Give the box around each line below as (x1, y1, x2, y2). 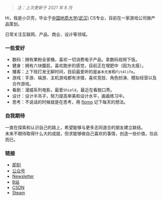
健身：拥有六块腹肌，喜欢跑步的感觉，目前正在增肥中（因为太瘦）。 (12, 63, 147, 68)
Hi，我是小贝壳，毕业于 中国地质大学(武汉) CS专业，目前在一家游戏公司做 (5, 15, 151, 21)
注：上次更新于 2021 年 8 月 (16, 5, 73, 10)
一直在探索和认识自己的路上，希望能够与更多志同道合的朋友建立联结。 (5, 124, 146, 130)
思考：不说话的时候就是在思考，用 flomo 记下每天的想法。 (12, 99, 129, 105)
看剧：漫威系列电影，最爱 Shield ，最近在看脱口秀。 (12, 87, 115, 93)
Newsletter (12, 173, 34, 179)
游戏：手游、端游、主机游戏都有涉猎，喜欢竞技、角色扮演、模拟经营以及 (12, 75, 157, 81)
